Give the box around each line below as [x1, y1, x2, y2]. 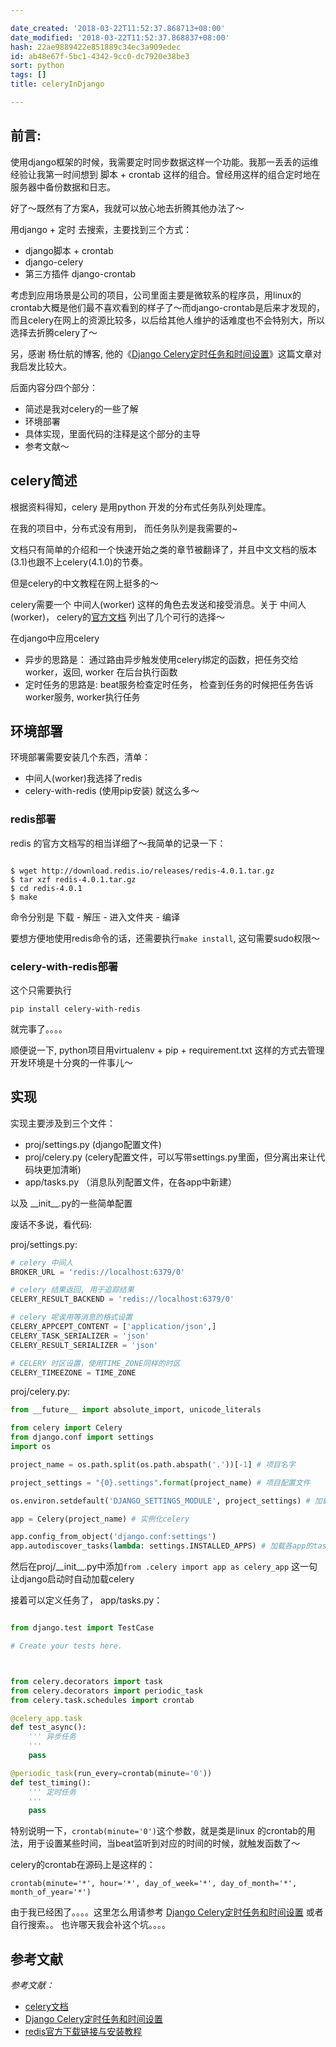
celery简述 [10, 472, 78, 490]
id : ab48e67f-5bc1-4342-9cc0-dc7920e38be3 [10, 51, 190, 61]
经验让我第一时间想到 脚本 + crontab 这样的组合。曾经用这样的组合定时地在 [10, 168, 321, 180]
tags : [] [10, 70, 47, 80]
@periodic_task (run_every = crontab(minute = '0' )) [10, 1768, 213, 1778]
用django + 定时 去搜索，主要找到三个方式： [10, 223, 193, 235]
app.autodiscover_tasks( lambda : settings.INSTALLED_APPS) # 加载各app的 [10, 1541, 314, 1551]
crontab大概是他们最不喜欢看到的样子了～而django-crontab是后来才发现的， [10, 301, 326, 313]
